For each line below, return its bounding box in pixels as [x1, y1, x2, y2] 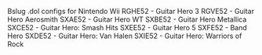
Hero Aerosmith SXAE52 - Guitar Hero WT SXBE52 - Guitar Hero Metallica [7, 15, 247, 24]
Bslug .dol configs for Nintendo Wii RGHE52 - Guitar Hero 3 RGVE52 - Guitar [7, 7, 255, 15]
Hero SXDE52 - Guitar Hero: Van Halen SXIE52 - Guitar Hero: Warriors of [7, 31, 242, 40]
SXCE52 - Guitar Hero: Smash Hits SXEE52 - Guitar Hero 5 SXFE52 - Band [7, 23, 248, 32]
